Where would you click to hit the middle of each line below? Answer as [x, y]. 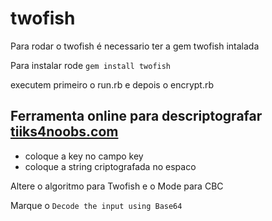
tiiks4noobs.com [64, 132]
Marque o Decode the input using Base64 [96, 205]
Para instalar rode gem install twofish [91, 65]
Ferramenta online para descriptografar [136, 116]
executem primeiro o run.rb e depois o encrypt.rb [112, 84]
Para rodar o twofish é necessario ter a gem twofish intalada [135, 46]
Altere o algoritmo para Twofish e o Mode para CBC [117, 186]
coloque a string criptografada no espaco [110, 166]
